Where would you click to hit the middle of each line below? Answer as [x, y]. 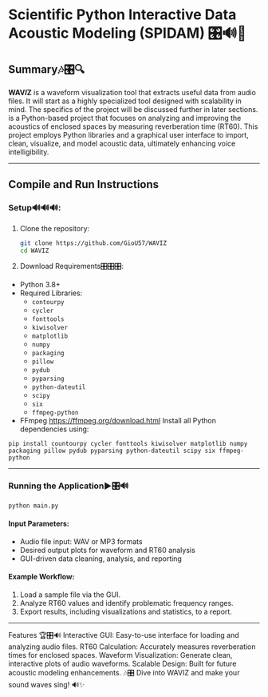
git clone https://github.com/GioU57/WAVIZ [93, 243]
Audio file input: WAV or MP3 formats [81, 541]
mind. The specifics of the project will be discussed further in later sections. [133, 109]
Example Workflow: [41, 577]
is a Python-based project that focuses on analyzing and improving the [125, 118]
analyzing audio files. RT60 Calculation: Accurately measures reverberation [132, 647]
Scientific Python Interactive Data [122, 15]
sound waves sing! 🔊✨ [47, 685]
